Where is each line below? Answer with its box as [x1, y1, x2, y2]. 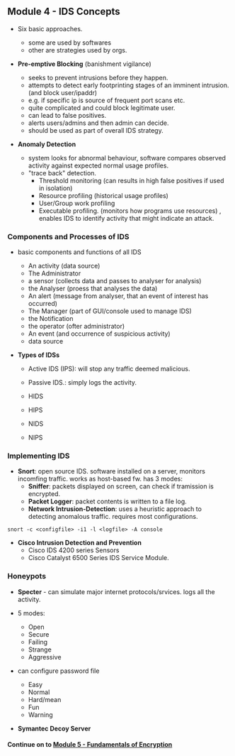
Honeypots [7, 571, 47, 581]
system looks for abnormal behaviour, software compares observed [28, 153, 227, 162]
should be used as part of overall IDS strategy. [28, 126, 164, 134]
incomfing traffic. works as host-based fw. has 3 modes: [17, 475, 183, 483]
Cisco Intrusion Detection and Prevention [17, 539, 142, 547]
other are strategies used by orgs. [28, 45, 127, 54]
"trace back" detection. [28, 168, 97, 177]
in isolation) [38, 184, 73, 192]
